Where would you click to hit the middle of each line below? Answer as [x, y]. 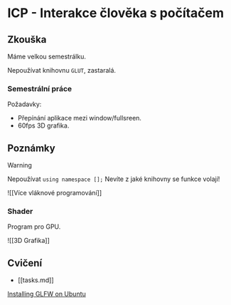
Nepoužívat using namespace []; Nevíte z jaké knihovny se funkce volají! [114, 179]
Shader [20, 212]
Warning [20, 165]
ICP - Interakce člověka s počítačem [116, 13]
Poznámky [31, 148]
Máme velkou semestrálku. [47, 56]
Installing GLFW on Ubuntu [47, 294]
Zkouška [27, 40]
